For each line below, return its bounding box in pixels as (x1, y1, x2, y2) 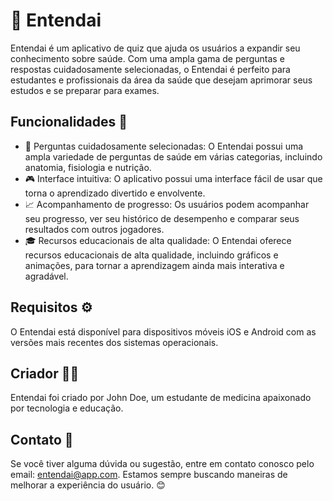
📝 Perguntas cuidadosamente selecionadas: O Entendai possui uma (24, 140, 304, 152)
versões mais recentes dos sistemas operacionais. (10, 336, 219, 348)
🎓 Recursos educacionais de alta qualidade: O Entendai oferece (24, 234, 292, 246)
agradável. (24, 270, 69, 282)
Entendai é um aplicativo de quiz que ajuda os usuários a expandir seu (10, 42, 301, 54)
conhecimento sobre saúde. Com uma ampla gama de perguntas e (10, 52, 285, 64)
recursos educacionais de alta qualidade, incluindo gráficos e (24, 249, 279, 261)
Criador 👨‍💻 (10, 365, 80, 382)
